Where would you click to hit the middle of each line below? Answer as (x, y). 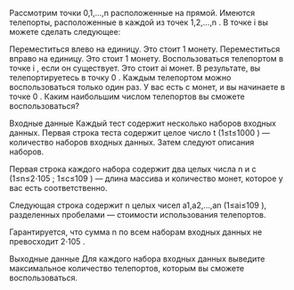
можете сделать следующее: (65, 32)
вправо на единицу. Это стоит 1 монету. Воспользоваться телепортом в (146, 58)
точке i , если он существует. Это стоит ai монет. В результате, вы (135, 68)
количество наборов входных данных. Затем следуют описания (132, 142)
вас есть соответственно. (58, 188)
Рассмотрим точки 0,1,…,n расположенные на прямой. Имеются (132, 13)
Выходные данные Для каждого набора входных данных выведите (137, 259)
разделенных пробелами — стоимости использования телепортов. (138, 215)
